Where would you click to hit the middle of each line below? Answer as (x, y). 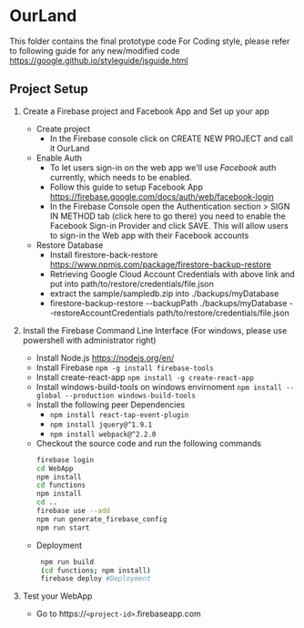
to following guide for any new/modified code (95, 50)
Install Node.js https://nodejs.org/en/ (105, 357)
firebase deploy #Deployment (96, 579)
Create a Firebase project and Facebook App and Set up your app (146, 111)
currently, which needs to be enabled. (121, 177)
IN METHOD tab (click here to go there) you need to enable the (168, 216)
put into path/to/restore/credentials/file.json (132, 283)
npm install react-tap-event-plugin (119, 415)
